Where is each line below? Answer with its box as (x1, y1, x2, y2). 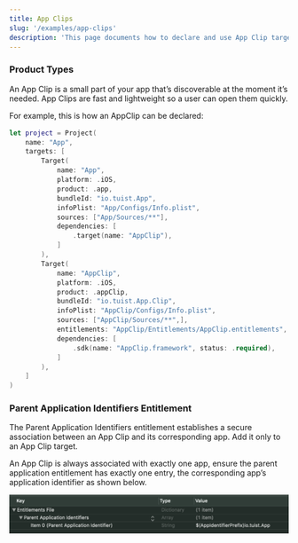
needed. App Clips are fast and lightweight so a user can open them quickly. (9, 93, 288, 104)
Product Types (9, 63, 74, 75)
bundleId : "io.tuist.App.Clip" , (56, 297, 176, 306)
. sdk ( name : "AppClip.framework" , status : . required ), (72, 343, 276, 352)
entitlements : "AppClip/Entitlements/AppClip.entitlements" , (56, 325, 288, 334)
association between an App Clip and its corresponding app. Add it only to (9, 431, 281, 443)
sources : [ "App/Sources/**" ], (56, 213, 169, 222)
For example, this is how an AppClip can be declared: (9, 110, 204, 121)
